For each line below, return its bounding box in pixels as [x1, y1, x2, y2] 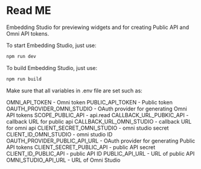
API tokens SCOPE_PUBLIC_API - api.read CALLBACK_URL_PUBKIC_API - [6, 111, 189, 118]
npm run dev [6, 53, 36, 59]
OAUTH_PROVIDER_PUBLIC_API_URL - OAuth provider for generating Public [6, 137, 196, 144]
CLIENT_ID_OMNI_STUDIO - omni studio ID [6, 130, 113, 138]
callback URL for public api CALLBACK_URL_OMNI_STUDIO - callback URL [6, 118, 192, 125]
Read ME [6, 4, 51, 18]
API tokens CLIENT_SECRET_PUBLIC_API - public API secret [6, 143, 156, 151]
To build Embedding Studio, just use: [6, 64, 98, 71]
